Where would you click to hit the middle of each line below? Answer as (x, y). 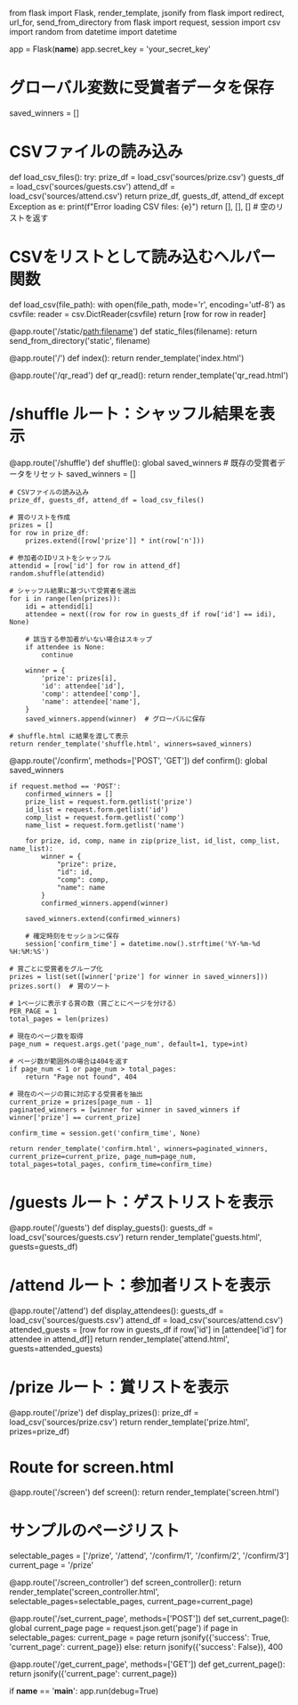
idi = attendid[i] (59, 606)
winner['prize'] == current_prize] (75, 1117)
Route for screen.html (92, 1467)
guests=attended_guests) (56, 1348)
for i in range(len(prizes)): (65, 599)
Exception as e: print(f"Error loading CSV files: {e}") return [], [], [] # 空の (143, 206)
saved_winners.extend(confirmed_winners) (103, 918)
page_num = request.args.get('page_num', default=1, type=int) (129, 1044)
